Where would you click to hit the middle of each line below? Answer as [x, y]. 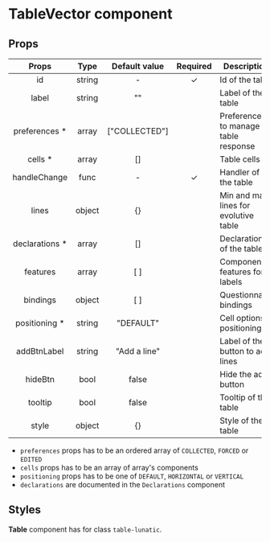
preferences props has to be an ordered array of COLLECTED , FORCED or [134, 450]
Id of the [235, 80]
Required [194, 66]
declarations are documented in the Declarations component [123, 485]
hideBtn [40, 379]
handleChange [40, 177]
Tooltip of [237, 397]
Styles [25, 510]
